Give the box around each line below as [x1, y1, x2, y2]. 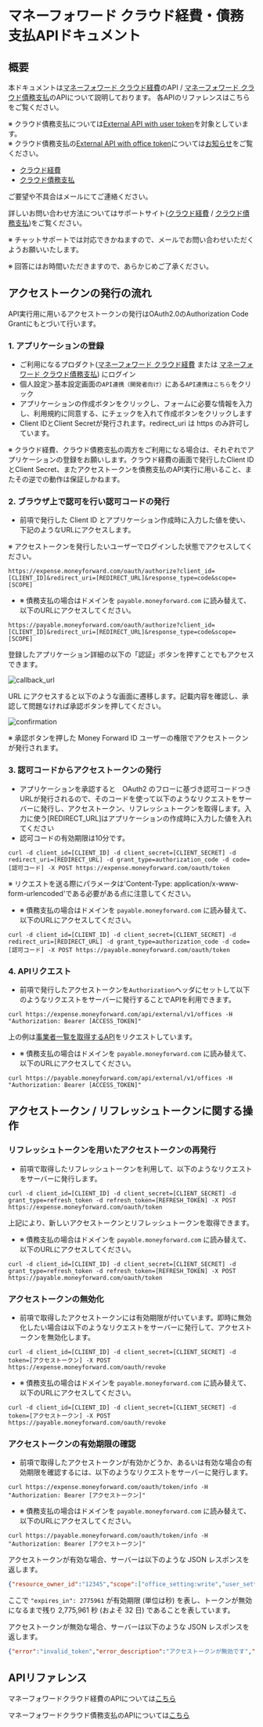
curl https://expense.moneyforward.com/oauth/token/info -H [8, 1484, 209, 1491]
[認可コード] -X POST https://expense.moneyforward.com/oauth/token [8, 864, 231, 872]
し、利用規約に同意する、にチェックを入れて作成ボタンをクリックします [19, 409, 253, 419]
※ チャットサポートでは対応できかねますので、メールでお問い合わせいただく [8, 235, 254, 244]
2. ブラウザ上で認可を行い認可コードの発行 [8, 496, 170, 507]
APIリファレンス [8, 1671, 88, 1685]
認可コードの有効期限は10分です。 [19, 833, 129, 843]
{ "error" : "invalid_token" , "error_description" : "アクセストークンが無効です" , [8, 1648, 252, 1656]
